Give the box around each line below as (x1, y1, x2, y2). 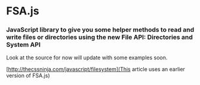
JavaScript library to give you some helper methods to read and (6, 26, 195, 34)
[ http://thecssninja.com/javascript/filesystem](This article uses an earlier (6, 66, 185, 73)
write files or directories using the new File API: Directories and (6, 33, 193, 41)
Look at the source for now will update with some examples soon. (6, 54, 168, 61)
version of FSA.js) (6, 72, 50, 79)
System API (6, 41, 41, 49)
